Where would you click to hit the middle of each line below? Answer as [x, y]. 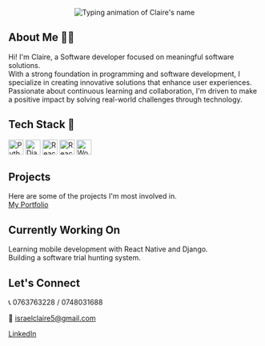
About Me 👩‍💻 [42, 37]
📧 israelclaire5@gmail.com [52, 318]
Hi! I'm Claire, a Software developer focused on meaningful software [121, 57]
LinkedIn [22, 334]
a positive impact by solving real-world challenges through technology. [125, 99]
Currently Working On [64, 229]
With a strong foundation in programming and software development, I [124, 74]
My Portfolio [28, 205]
